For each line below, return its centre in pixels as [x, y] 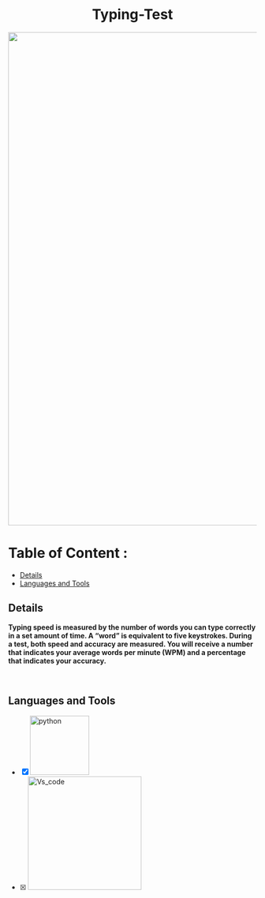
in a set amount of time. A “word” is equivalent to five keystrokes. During [130, 635]
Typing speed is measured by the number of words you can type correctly [132, 627]
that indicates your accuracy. [57, 660]
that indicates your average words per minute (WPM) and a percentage [127, 652]
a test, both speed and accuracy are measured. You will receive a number [131, 644]
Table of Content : [68, 553]
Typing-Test [132, 15]
